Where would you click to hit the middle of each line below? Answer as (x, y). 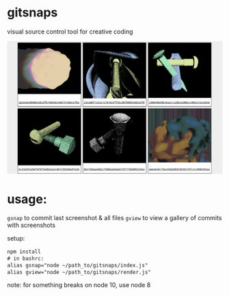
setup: (16, 239)
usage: (27, 199)
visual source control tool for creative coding (70, 31)
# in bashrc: (26, 259)
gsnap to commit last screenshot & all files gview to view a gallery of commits (114, 218)
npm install (24, 252)
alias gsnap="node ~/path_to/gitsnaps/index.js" (78, 266)
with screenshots (31, 225)
